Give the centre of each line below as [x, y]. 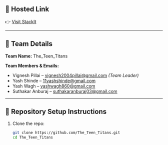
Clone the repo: [28, 123]
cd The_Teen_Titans [33, 137]
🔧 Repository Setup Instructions [56, 112]
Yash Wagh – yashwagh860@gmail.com [54, 86]
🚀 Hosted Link [27, 9]
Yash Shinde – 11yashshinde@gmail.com [54, 80]
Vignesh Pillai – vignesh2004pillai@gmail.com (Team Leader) [75, 75]
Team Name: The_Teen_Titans [36, 56]
